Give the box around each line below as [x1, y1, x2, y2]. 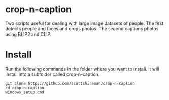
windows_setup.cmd [5, 90, 44, 95]
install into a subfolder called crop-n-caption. [5, 71, 100, 77]
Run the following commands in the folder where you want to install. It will [5, 65, 159, 72]
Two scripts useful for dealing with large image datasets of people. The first [5, 20, 164, 26]
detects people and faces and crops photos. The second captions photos [5, 25, 159, 31]
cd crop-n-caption [5, 85, 44, 90]
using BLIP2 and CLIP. [5, 31, 52, 37]
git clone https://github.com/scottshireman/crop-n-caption [5, 81, 136, 86]
